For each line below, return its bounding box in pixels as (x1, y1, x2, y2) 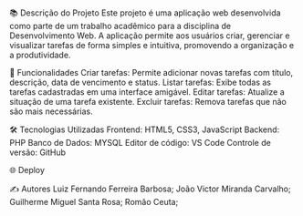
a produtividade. (9, 49, 71, 60)
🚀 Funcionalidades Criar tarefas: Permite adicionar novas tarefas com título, (9, 67, 294, 77)
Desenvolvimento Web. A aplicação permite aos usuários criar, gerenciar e (9, 30, 290, 41)
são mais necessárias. (9, 106, 93, 117)
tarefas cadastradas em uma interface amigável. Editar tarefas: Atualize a (9, 87, 285, 98)
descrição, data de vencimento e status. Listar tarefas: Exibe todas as (9, 77, 272, 87)
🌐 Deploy (9, 165, 46, 175)
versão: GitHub (9, 147, 67, 158)
